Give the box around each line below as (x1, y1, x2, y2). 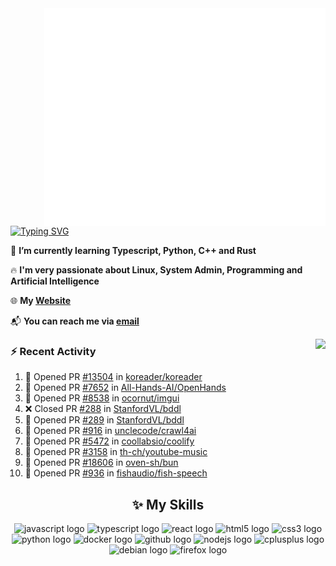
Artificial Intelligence (10, 275, 100, 287)
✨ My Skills (131, 496, 205, 513)
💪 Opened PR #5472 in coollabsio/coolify (24, 435, 195, 447)
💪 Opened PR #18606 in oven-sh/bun (24, 457, 179, 469)
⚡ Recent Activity (10, 344, 97, 358)
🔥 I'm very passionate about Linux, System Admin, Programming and (10, 263, 303, 276)
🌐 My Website (10, 294, 72, 306)
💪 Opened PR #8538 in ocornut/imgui (24, 392, 180, 404)
